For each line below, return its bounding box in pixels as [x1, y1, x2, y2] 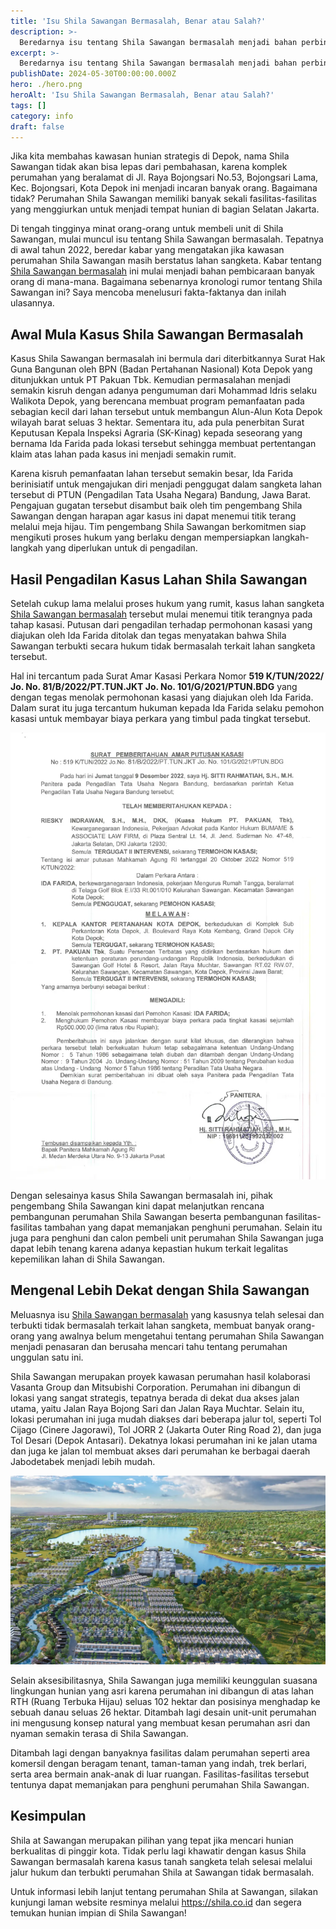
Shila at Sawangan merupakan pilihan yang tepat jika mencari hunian [10, 1834, 294, 1846]
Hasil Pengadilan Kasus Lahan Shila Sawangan [10, 571, 308, 588]
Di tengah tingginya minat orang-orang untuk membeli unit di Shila [10, 223, 284, 235]
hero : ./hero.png [10, 80, 83, 90]
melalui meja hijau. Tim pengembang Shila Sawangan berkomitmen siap [10, 521, 307, 533]
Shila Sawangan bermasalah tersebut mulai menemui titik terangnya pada [10, 608, 313, 620]
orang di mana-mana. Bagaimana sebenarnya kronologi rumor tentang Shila [10, 276, 323, 288]
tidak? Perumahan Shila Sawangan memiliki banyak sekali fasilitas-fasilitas [10, 193, 317, 205]
